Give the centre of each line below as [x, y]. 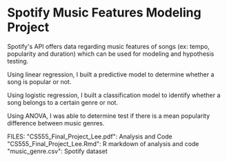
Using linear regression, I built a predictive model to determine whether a [111, 74]
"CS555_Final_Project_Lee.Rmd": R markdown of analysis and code [103, 143]
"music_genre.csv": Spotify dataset [58, 151]
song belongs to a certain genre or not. [63, 102]
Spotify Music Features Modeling [104, 13]
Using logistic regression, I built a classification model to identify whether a [114, 95]
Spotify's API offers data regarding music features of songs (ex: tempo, [109, 46]
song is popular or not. [39, 81]
